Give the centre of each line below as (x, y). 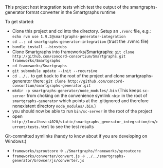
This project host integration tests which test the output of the (67, 7)
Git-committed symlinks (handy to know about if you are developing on (76, 136)
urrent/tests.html (31, 127)
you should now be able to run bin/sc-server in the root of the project (82, 111)
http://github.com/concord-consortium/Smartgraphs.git (69, 56)
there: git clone (49, 81)
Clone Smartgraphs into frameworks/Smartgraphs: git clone (73, 52)
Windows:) (16, 141)
